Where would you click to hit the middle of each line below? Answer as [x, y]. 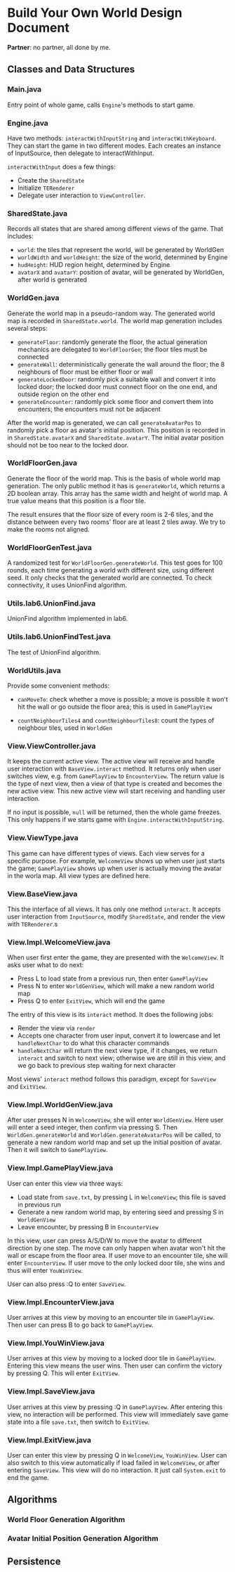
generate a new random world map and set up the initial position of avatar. [115, 1142]
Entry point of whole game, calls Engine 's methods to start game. [101, 105]
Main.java [25, 89]
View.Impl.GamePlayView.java [60, 1168]
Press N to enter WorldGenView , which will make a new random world [116, 986]
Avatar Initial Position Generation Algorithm [83, 1538]
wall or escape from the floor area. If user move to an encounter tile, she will [117, 1255]
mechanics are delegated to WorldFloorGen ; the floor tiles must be [112, 349]
